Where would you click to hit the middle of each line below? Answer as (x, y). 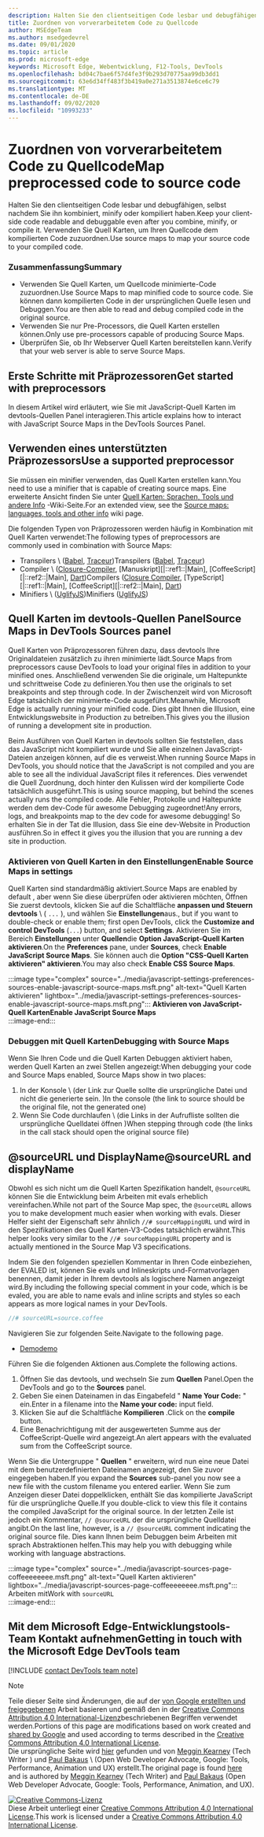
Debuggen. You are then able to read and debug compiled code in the (131, 309)
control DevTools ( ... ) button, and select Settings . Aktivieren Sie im (119, 930)
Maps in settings (40, 871)
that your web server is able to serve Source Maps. (102, 351)
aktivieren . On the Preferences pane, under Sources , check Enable (117, 946)
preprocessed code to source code (125, 183)
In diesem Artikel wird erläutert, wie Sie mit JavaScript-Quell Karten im (122, 407)
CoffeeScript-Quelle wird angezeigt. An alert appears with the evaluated (135, 1437)
